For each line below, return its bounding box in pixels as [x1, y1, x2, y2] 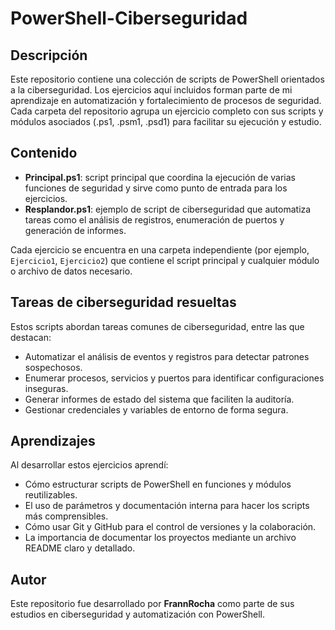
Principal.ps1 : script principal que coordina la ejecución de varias [24, 171, 296, 183]
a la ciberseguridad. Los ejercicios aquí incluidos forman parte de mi [10, 84, 293, 96]
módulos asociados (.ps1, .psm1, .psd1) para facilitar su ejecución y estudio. [10, 116, 322, 127]
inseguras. [24, 382, 69, 394]
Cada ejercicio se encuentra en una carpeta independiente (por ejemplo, [10, 243, 310, 256]
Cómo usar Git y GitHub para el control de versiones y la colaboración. [24, 521, 317, 533]
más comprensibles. [24, 510, 109, 522]
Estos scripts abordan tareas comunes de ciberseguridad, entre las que [10, 320, 305, 332]
